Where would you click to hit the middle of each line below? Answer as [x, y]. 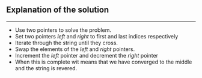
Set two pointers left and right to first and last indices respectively [96, 36]
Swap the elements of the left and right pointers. [75, 49]
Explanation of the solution [58, 10]
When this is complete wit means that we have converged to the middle [103, 62]
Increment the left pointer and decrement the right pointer [86, 55]
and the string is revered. [46, 68]
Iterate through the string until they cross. [66, 43]
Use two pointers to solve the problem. [63, 30]
